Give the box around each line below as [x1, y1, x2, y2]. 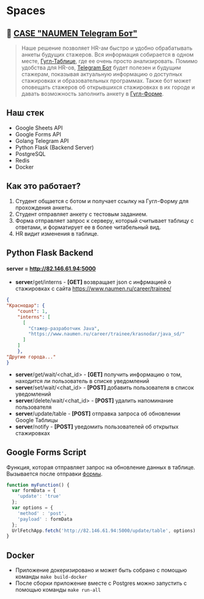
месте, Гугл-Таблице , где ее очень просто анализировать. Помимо [21, 58, 198, 64]
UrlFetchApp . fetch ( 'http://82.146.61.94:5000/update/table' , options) [12, 527, 196, 534]
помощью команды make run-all [15, 586, 101, 593]
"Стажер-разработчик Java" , [28, 325, 100, 331]
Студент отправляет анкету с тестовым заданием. [15, 210, 148, 218]
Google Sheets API [15, 124, 63, 131]
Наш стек [6, 108, 45, 118]
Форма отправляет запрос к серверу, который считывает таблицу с [15, 217, 194, 224]
